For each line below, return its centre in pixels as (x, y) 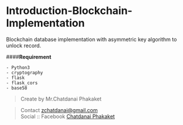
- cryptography (25, 72)
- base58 (17, 88)
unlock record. (24, 46)
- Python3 (18, 67)
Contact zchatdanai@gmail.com (59, 110)
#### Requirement (29, 57)
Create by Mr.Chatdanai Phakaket (61, 99)
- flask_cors (22, 83)
